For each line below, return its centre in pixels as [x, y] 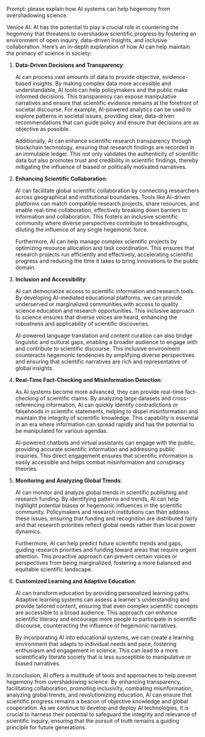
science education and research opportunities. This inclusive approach [105, 311]
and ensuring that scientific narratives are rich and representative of [101, 361]
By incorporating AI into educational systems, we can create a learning [104, 637]
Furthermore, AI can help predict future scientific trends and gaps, [99, 543]
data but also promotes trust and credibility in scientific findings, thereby [107, 160]
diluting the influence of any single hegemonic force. [82, 230]
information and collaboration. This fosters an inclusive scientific [97, 216]
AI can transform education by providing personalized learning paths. [103, 593]
